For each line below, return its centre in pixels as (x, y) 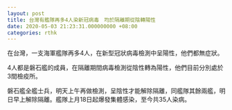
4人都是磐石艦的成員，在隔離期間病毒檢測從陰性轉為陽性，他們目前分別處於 (115, 68)
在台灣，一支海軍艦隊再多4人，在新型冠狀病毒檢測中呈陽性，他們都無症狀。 (115, 53)
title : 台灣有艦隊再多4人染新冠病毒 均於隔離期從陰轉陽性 (81, 20)
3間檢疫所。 (24, 76)
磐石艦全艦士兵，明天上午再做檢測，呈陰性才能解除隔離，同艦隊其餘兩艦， (113, 91)
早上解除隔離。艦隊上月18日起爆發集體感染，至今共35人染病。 (102, 100)
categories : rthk (32, 33)
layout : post (26, 13)
